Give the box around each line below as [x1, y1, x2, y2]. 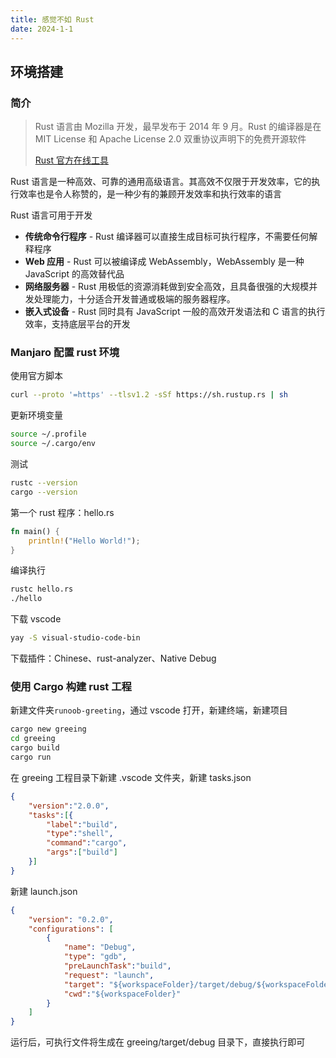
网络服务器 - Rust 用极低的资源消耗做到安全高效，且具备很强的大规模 [24, 281, 310, 293]
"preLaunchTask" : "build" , [63, 961, 172, 971]
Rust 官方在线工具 [34, 154, 109, 166]
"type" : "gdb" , [63, 952, 128, 962]
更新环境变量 [10, 409, 63, 421]
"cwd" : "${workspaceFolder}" [63, 989, 182, 999]
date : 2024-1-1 [10, 24, 74, 34]
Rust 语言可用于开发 [10, 209, 93, 221]
